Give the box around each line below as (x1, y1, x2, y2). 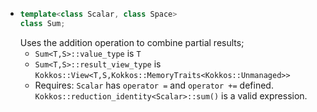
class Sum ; (19, 18, 66, 28)
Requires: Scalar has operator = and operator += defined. (34, 79, 274, 91)
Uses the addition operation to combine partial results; (19, 36, 245, 48)
